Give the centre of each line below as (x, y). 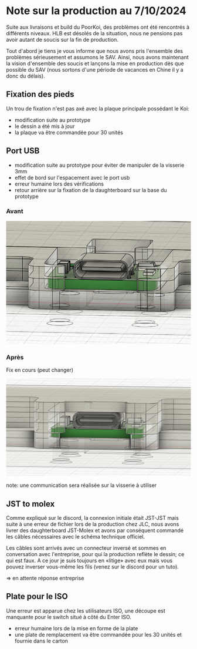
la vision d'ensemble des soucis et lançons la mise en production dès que (95, 63)
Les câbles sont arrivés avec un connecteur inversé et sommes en (86, 548)
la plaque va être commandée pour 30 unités (69, 132)
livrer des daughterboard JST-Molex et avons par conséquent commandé (95, 530)
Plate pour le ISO (37, 596)
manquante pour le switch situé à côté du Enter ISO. (69, 617)
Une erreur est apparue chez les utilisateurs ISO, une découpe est (86, 611)
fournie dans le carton (41, 641)
